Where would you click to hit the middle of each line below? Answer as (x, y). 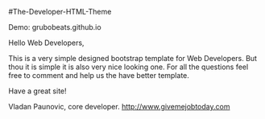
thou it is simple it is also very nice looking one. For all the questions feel (128, 67)
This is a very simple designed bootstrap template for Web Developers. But (133, 58)
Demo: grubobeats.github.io (55, 27)
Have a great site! (37, 91)
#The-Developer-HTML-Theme (60, 12)
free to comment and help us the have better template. (99, 75)
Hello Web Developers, (46, 43)
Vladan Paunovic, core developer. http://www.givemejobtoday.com (119, 107)
